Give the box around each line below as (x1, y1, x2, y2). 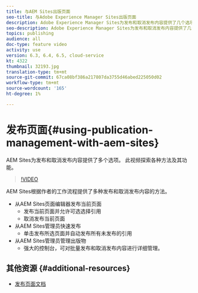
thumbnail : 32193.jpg (6, 63, 60, 70)
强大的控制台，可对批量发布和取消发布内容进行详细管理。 (23, 244, 163, 251)
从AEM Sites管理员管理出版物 (14, 237, 87, 244)
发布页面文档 (14, 280, 46, 287)
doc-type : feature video (6, 42, 67, 48)
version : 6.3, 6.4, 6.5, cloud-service (6, 52, 104, 58)
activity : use (6, 47, 41, 53)
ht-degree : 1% (6, 91, 41, 97)
